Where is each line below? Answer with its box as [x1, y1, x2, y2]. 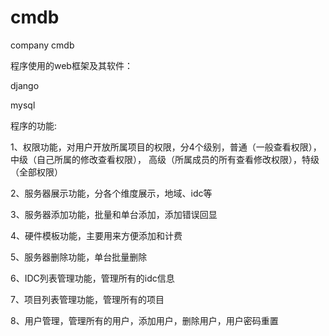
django [10, 79, 40, 91]
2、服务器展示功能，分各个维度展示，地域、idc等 [10, 187, 213, 199]
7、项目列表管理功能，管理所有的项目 [10, 293, 165, 305]
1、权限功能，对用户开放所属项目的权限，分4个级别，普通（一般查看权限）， [10, 141, 322, 153]
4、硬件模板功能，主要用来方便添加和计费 [10, 229, 183, 241]
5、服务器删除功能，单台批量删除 [10, 251, 148, 263]
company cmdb [10, 39, 75, 51]
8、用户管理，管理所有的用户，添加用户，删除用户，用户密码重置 [10, 314, 279, 326]
